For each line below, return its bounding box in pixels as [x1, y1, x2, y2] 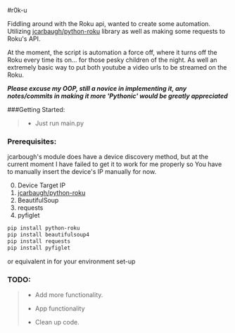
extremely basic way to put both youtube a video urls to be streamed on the [7, 63, 227, 71]
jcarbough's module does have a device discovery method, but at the [7, 153, 209, 161]
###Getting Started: [7, 106, 65, 113]
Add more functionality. [34, 291, 103, 299]
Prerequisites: [7, 137, 57, 146]
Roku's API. [7, 34, 41, 43]
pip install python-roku [7, 225, 80, 232]
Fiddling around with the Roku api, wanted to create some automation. [7, 20, 211, 27]
